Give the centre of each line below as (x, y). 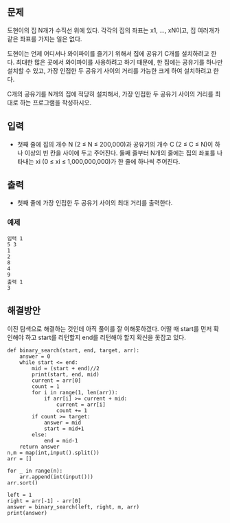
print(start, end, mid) (66, 374)
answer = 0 (35, 356)
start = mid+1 (64, 429)
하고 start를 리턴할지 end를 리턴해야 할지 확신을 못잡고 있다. (106, 337)
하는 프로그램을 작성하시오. (56, 103)
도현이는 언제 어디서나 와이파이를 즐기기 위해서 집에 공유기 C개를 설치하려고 (108, 53)
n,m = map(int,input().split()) (53, 453)
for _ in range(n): (35, 471)
